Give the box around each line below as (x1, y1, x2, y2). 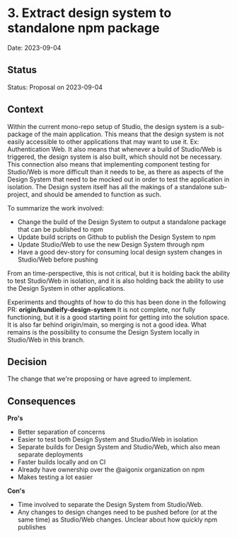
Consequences (7, 395, 76, 407)
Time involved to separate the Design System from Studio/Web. (17, 500, 204, 509)
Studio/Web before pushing (17, 255, 98, 264)
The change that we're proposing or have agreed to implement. (7, 374, 192, 383)
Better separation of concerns (17, 427, 105, 437)
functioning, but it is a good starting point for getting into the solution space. (7, 313, 230, 321)
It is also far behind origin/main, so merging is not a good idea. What (7, 320, 207, 329)
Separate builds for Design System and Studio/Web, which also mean (17, 443, 221, 452)
